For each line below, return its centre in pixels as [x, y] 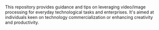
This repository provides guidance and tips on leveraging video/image [75, 7]
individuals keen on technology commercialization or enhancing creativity [79, 17]
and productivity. [22, 22]
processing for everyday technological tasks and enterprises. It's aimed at [79, 12]
